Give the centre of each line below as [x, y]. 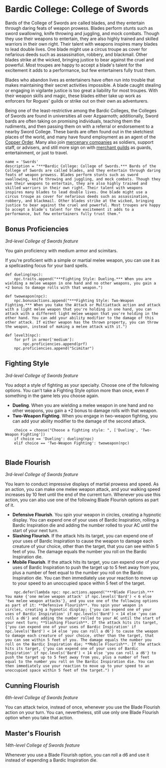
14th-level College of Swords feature [43, 745]
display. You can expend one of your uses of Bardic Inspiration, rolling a [86, 520]
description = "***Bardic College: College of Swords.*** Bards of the [81, 166]
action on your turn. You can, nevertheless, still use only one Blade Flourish [82, 712]
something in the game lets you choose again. [52, 396]
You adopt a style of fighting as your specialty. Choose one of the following [82, 385]
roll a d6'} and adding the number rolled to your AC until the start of [83, 618]
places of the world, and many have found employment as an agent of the [81, 137]
